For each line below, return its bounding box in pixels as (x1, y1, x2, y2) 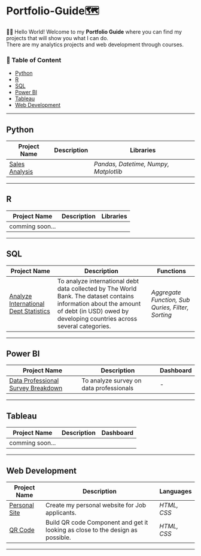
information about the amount (57, 299, 141, 307)
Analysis (9, 168, 33, 176)
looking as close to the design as (45, 526, 138, 534)
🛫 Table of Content (6, 56, 62, 64)
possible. (45, 533, 71, 542)
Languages (159, 487, 192, 495)
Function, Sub (151, 295, 190, 304)
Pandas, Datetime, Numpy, (93, 160, 169, 168)
